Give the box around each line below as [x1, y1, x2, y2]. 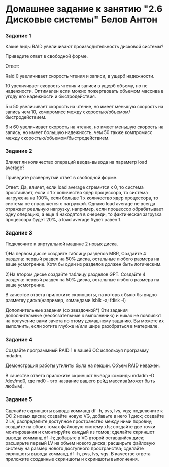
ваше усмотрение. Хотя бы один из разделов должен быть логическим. [5, 261, 162, 268]
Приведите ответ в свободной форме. [5, 53, 88, 59]
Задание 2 [5, 148, 32, 155]
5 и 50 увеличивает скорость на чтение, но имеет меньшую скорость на [5, 104, 164, 110]
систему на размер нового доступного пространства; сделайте [5, 445, 144, 451]
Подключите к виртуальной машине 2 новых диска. [5, 241, 118, 247]
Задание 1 [5, 32, 31, 39]
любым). [5, 383, 24, 389]
